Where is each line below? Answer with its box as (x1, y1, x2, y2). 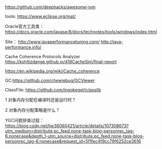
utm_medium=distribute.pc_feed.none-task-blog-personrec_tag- (5, 128, 135, 134)
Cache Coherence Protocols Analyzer (5, 54, 81, 60)
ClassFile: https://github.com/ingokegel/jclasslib (5, 87, 101, 92)
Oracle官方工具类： (5, 24, 44, 29)
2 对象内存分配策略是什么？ (5, 107, 60, 113)
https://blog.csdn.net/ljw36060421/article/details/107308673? (5, 123, 129, 129)
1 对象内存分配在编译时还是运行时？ (5, 97, 76, 103)
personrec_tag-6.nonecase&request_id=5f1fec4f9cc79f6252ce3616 (5, 138, 141, 144)
